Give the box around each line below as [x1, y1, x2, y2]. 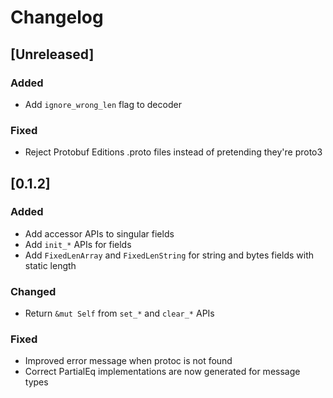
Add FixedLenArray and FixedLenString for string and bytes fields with [24, 249, 315, 261]
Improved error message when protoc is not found [24, 355, 233, 367]
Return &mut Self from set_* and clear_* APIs [24, 307, 215, 320]
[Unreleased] [10, 46, 95, 63]
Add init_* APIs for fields [24, 238, 132, 250]
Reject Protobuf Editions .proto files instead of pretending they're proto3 [24, 146, 323, 158]
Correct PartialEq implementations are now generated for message [24, 366, 301, 378]
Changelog [10, 6, 104, 29]
